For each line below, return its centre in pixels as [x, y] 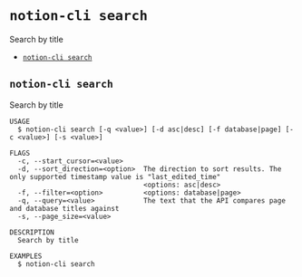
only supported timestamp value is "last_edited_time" [115, 177]
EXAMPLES [26, 256]
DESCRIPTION [32, 232]
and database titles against [64, 208]
